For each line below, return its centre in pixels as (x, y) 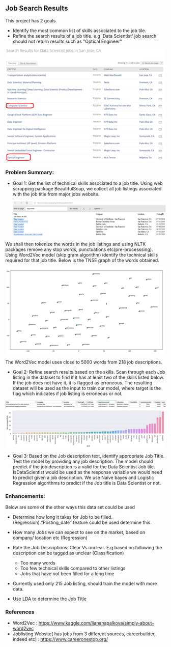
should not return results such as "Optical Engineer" (67, 41)
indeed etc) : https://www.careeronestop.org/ (60, 639)
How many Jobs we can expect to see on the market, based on (79, 532)
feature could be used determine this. (112, 522)
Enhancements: (25, 496)
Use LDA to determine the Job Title (49, 599)
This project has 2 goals (31, 20)
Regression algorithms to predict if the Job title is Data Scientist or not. (87, 483)
